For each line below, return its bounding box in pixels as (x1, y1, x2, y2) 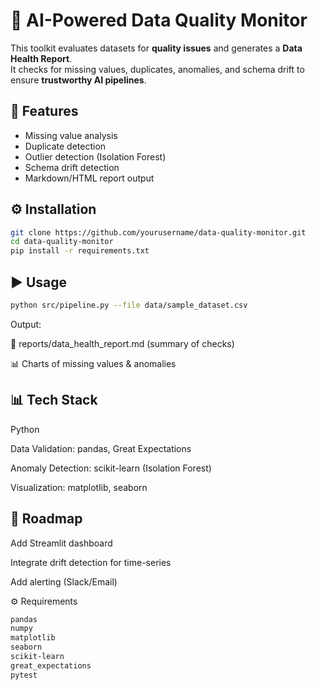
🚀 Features (10, 103, 79, 120)
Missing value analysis (24, 129, 118, 141)
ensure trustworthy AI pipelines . (10, 74, 147, 86)
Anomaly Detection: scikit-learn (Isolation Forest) (10, 462, 212, 474)
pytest (10, 670, 38, 680)
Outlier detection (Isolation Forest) (24, 150, 167, 163)
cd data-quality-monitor (10, 237, 114, 247)
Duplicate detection (24, 140, 107, 152)
